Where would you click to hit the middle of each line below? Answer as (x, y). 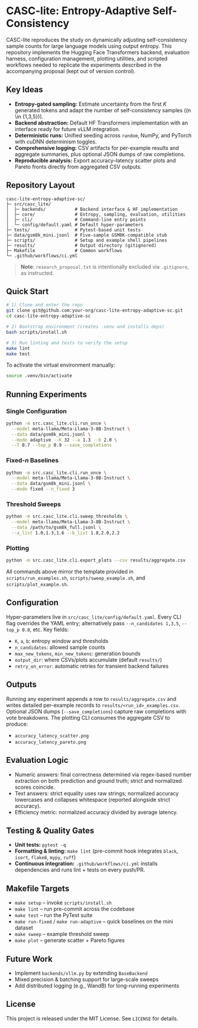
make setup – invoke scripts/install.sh (63, 903)
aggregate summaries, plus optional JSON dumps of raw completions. (100, 154)
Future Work (29, 959)
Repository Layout (41, 185)
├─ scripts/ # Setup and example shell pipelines (87, 240)
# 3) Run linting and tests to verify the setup (67, 343)
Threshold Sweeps (34, 504)
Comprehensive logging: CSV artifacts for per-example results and (97, 148)
